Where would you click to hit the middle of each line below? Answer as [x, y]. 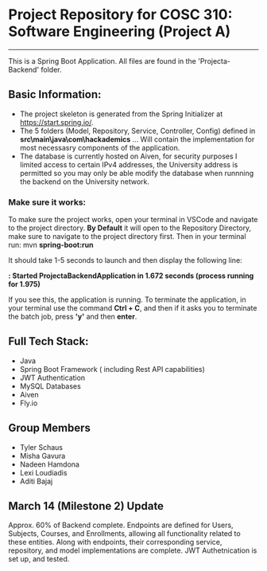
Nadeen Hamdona [49, 464]
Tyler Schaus [41, 447]
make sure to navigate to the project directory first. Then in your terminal [127, 237]
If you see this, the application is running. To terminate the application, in [127, 299]
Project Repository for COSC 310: [120, 15]
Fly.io [29, 403]
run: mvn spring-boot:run [51, 245]
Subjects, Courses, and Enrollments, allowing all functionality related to [124, 534]
